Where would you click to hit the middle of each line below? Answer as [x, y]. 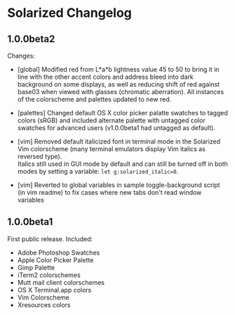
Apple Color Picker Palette [55, 260]
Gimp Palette [36, 267]
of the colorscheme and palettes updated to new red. [94, 99]
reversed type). [40, 156]
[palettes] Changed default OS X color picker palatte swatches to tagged [122, 113]
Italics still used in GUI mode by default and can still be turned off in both [122, 164]
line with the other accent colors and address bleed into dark [106, 77]
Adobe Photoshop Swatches [59, 252]
